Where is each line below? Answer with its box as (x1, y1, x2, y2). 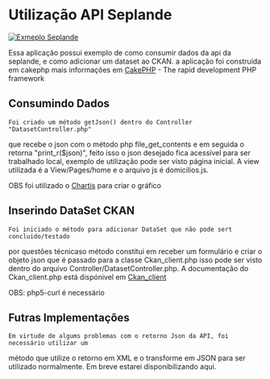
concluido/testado (8, 232, 70, 241)
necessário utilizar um (8, 340, 89, 348)
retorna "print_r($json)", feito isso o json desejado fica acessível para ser (8, 147, 251, 158)
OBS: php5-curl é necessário (8, 287, 105, 297)
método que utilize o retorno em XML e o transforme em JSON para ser (8, 353, 246, 363)
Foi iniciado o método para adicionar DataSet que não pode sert (8, 225, 232, 233)
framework (8, 73, 45, 83)
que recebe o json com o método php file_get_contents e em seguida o (8, 139, 244, 149)
